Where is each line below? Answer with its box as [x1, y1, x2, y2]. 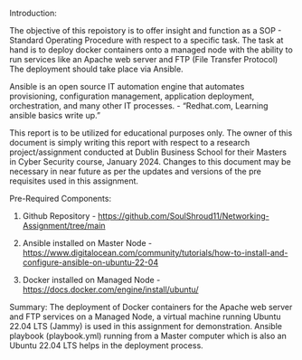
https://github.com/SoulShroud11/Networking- [98, 211, 269, 221]
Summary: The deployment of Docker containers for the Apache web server [9, 302, 293, 312]
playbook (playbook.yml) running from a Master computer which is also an [9, 330, 287, 341]
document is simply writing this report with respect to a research [9, 137, 250, 147]
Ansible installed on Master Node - [22, 238, 152, 248]
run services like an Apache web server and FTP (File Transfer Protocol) [9, 54, 278, 64]
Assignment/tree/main [22, 221, 106, 231]
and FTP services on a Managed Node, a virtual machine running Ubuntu [9, 311, 281, 322]
